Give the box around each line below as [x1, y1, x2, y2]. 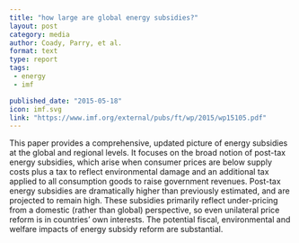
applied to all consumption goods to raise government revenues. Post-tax [9, 176, 281, 187]
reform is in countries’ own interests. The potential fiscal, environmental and [9, 214, 291, 225]
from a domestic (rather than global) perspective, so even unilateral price [9, 204, 280, 216]
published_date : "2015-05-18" [9, 96, 123, 105]
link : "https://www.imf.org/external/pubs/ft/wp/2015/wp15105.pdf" [9, 113, 268, 122]
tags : [9, 64, 30, 73]
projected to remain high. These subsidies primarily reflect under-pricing [9, 195, 278, 206]
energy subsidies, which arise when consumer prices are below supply [9, 157, 272, 167]
